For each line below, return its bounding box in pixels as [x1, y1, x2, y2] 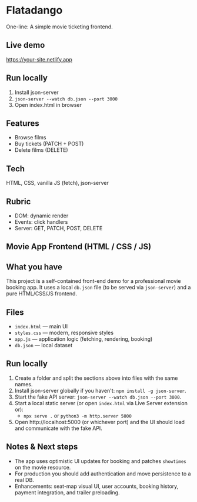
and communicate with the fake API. [14, 425, 103, 432]
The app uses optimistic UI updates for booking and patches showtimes [14, 457, 186, 464]
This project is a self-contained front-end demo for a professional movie [6, 278, 181, 285]
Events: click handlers [14, 219, 68, 225]
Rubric [6, 196, 31, 207]
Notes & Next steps [6, 442, 78, 452]
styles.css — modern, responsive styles [14, 329, 113, 337]
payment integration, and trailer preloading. [14, 488, 120, 496]
